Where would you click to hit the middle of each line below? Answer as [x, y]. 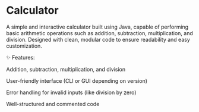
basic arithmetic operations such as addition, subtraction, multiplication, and [99, 33]
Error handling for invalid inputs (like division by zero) [71, 92]
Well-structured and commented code [53, 104]
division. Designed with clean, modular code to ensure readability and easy [98, 39]
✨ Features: [20, 57]
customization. [24, 46]
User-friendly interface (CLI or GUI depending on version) [77, 80]
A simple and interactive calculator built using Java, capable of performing [97, 27]
